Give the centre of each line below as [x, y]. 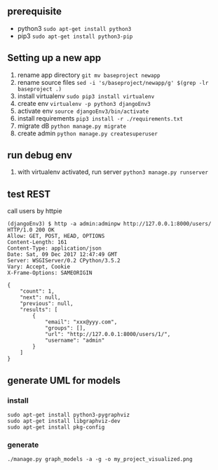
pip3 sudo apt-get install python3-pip [75, 36]
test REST [29, 194]
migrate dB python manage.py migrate [72, 126]
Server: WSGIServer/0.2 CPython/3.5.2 [64, 261]
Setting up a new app [54, 58]
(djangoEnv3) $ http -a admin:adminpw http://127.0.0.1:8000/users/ [109, 224]
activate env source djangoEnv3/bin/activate [83, 111]
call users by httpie [35, 211]
